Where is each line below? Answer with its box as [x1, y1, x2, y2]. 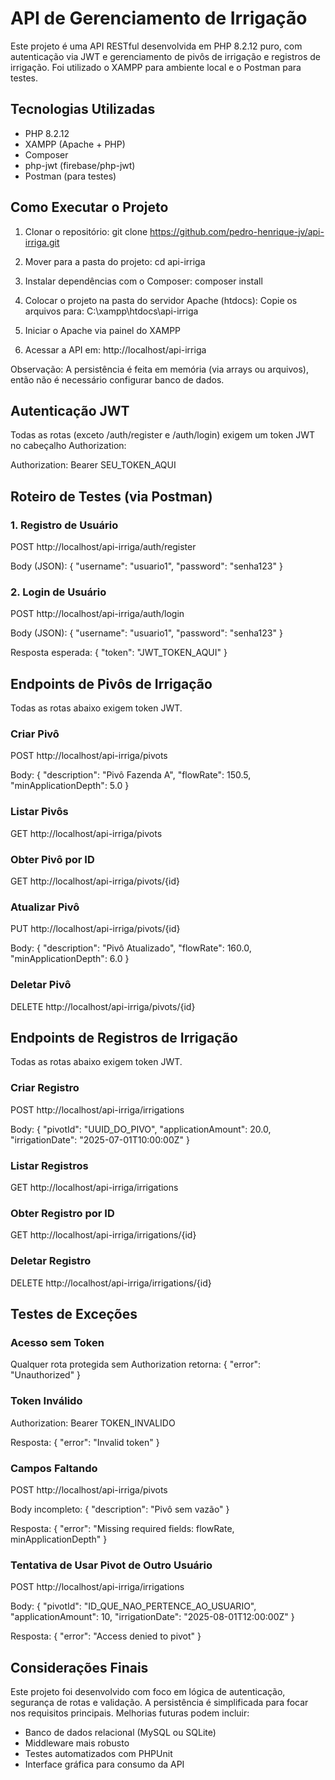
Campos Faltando [10, 1461, 98, 1475]
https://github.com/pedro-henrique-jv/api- [149, 225, 325, 237]
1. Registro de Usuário [10, 518, 119, 532]
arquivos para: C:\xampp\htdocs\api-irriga [24, 305, 199, 317]
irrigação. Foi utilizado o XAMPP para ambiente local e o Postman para [10, 61, 302, 73]
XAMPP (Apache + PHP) [24, 138, 126, 150]
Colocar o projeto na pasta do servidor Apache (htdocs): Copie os [24, 294, 298, 306]
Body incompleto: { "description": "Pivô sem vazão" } [10, 1503, 230, 1515]
